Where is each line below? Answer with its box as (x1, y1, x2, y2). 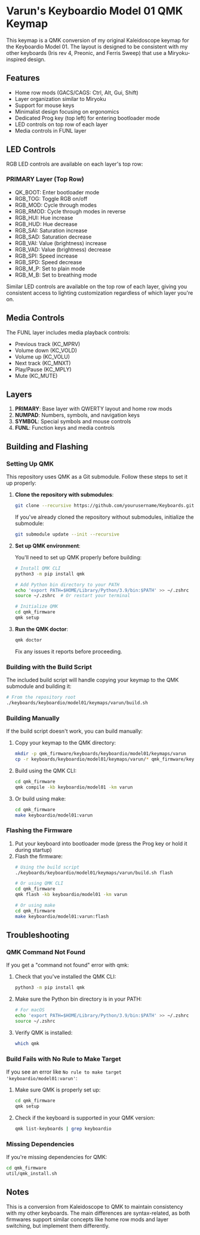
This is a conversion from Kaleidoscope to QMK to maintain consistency (6, 1203, 183, 1210)
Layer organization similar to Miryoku (14, 95, 106, 102)
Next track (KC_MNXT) (14, 359, 71, 366)
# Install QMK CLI (14, 565, 61, 571)
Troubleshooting (6, 930, 70, 940)
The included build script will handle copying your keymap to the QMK (6, 677, 179, 684)
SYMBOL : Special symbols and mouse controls (14, 418, 131, 425)
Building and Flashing (6, 441, 88, 452)
